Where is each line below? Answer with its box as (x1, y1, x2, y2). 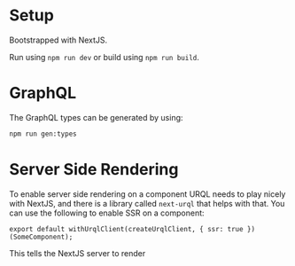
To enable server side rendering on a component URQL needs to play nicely (9, 188, 286, 199)
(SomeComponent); (9, 232, 74, 241)
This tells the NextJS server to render (9, 247, 146, 258)
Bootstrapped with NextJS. (9, 35, 108, 45)
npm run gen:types (9, 129, 77, 138)
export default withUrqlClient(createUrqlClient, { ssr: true (9, 224, 244, 233)
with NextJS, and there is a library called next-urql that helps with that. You (9, 198, 285, 208)
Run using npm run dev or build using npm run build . (9, 51, 199, 62)
